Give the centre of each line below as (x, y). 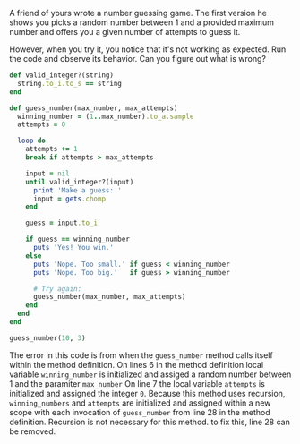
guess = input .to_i (62, 223)
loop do (32, 141)
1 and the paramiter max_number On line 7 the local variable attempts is (137, 383)
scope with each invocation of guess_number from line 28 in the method (140, 412)
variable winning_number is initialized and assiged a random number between (150, 374)
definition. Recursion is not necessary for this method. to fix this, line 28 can (150, 422)
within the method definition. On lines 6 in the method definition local (137, 364)
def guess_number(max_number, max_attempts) (94, 108)
